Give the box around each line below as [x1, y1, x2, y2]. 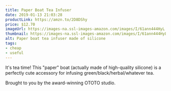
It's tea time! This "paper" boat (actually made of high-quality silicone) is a [5, 64, 161, 71]
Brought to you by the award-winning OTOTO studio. [5, 80, 116, 86]
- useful [5, 50, 24, 55]
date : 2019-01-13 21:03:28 [5, 12, 63, 17]
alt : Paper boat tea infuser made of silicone [5, 36, 106, 41]
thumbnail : [5, 31, 28, 36]
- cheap [5, 45, 22, 51]
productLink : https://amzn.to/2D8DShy [5, 17, 88, 22]
